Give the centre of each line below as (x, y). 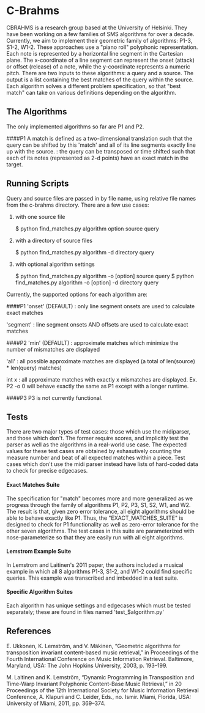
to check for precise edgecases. (47, 471)
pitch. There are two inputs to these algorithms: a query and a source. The (100, 73)
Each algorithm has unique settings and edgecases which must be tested (99, 605)
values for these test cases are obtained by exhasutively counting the (94, 451)
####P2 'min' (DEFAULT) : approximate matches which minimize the (92, 342)
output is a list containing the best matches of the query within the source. (100, 79)
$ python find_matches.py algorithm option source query (87, 228)
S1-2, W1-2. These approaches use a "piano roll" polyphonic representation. (102, 47)
